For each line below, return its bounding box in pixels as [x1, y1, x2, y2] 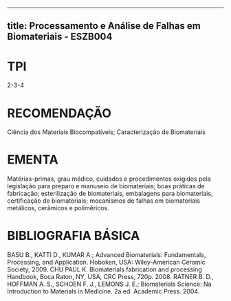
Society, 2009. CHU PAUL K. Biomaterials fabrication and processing [7, 265, 203, 274]
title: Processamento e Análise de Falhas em [7, 20, 201, 32]
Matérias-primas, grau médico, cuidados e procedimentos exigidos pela [7, 175, 211, 183]
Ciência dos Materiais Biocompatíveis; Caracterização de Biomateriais [7, 128, 206, 136]
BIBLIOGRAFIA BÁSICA [7, 228, 140, 244]
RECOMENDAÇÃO [7, 105, 112, 121]
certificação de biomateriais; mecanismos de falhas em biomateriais [7, 197, 201, 205]
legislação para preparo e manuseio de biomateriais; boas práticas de [7, 182, 205, 190]
